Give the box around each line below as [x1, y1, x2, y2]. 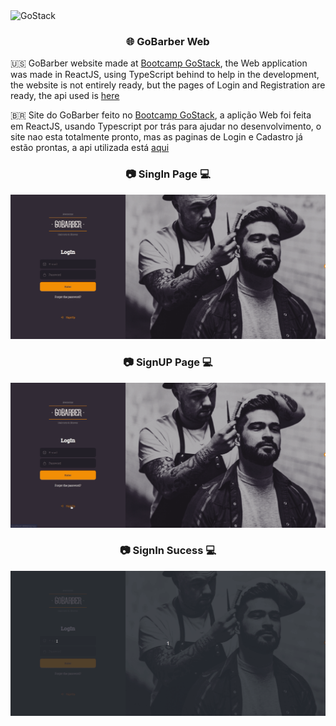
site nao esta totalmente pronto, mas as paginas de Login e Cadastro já [10, 131, 303, 143]
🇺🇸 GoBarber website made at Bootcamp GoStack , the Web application [10, 57, 308, 69]
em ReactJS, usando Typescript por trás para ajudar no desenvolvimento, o [10, 120, 322, 133]
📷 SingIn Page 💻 [125, 167, 211, 181]
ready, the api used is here [10, 90, 120, 102]
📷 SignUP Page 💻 [123, 355, 213, 369]
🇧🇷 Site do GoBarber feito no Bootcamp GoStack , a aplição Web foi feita [10, 109, 312, 121]
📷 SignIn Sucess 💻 [119, 544, 217, 558]
